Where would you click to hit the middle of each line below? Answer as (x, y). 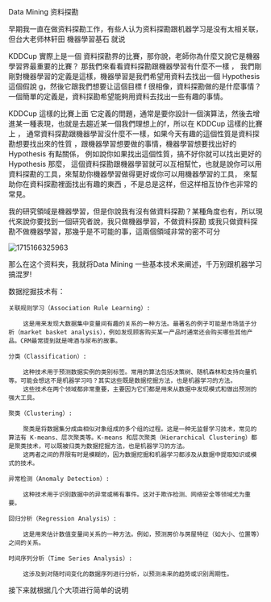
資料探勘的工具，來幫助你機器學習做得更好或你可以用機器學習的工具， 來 (129, 174)
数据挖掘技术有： (37, 291)
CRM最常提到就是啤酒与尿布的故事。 (71, 341)
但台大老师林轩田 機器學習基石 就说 (67, 39)
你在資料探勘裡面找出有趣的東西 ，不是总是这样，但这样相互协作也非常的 (136, 184)
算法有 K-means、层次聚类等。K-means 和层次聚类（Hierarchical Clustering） (130, 438)
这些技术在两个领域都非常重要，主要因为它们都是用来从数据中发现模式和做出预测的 (140, 389)
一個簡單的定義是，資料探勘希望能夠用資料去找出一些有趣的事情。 (118, 96)
